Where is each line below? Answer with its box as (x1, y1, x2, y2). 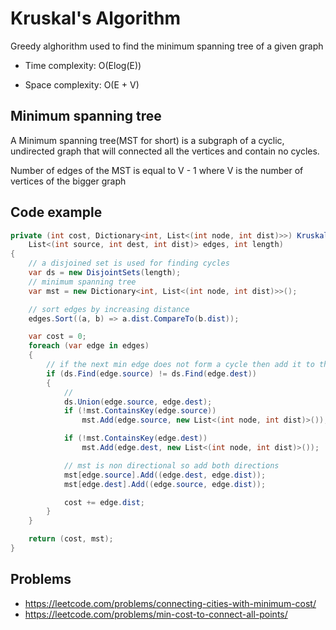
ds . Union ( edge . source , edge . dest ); (63, 397, 213, 407)
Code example (10, 204, 103, 221)
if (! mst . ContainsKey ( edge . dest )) (63, 433, 208, 444)
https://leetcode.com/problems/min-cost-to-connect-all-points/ (24, 608, 288, 620)
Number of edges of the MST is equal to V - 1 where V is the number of (10, 164, 304, 176)
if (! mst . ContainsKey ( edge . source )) (63, 406, 217, 416)
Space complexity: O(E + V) (24, 78, 140, 91)
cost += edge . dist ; (63, 497, 145, 507)
